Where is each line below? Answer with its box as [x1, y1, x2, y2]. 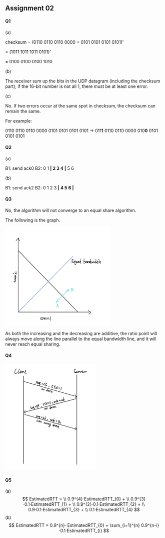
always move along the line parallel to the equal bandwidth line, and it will [5, 336, 156, 342]
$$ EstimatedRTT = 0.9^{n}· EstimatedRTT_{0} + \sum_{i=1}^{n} [8, 522, 140, 528]
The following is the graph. [5, 217, 60, 223]
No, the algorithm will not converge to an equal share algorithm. [5, 207, 136, 213]
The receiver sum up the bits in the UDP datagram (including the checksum [5, 78, 160, 84]
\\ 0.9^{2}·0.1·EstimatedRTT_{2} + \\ [72, 501, 145, 507]
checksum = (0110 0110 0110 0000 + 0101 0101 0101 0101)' [5, 39, 124, 45]
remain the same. [5, 108, 41, 114]
